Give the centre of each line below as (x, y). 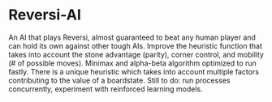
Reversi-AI (45, 15)
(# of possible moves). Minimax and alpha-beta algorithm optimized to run (133, 63)
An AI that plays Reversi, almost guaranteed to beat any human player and (132, 37)
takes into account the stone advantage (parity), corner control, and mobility (136, 54)
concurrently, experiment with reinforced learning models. (106, 89)
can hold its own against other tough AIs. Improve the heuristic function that (135, 45)
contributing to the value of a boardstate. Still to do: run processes (119, 80)
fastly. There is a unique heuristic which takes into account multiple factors (134, 71)
